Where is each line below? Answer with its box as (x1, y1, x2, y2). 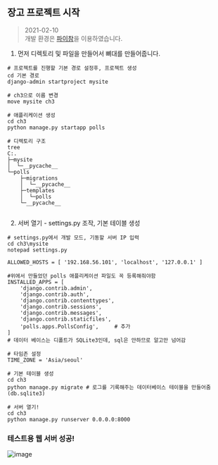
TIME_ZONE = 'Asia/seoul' (7, 356, 83, 364)
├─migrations (20, 175, 58, 182)
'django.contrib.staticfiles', (20, 316, 112, 323)
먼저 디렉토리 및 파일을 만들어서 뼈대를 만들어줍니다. (17, 49, 160, 58)
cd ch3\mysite (7, 240, 49, 247)
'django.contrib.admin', (20, 285, 93, 292)
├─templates (20, 187, 55, 194)
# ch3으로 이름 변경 (7, 92, 58, 99)
